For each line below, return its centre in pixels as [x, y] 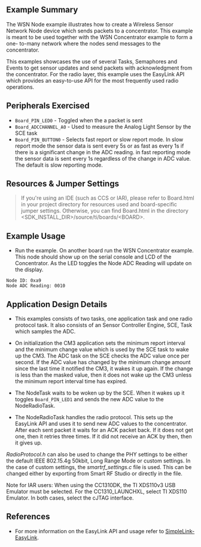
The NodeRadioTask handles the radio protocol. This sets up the [94, 417]
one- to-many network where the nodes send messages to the [83, 43]
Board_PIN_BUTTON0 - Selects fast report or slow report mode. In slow [99, 139]
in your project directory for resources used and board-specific [99, 205]
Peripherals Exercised [48, 106]
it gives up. [28, 443]
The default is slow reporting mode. [59, 165]
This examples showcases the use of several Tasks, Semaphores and [92, 61]
